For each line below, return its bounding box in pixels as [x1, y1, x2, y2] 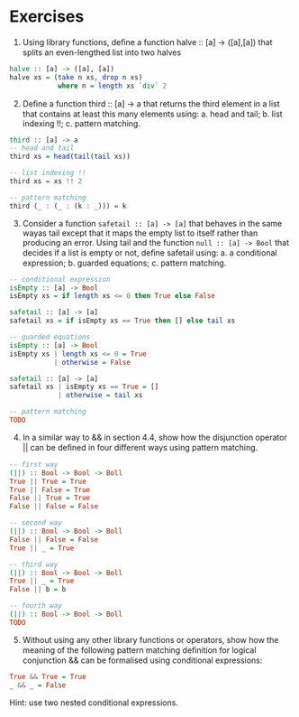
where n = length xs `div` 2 [57, 81, 168, 90]
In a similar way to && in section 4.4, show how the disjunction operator [22, 432, 288, 442]
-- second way [9, 518, 63, 527]
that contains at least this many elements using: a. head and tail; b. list [22, 108, 283, 119]
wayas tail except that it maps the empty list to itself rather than [22, 228, 258, 238]
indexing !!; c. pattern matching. [22, 117, 141, 128]
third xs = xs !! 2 [9, 177, 83, 186]
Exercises [9, 6, 85, 27]
